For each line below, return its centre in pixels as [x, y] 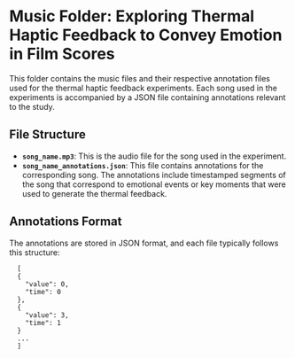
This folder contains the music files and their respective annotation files [140, 78]
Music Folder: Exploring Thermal [132, 16]
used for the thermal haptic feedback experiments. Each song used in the [143, 88]
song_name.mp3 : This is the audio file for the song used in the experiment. [154, 156]
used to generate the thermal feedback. [94, 193]
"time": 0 [43, 292]
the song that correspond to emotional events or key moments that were [154, 184]
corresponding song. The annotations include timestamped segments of [154, 175]
